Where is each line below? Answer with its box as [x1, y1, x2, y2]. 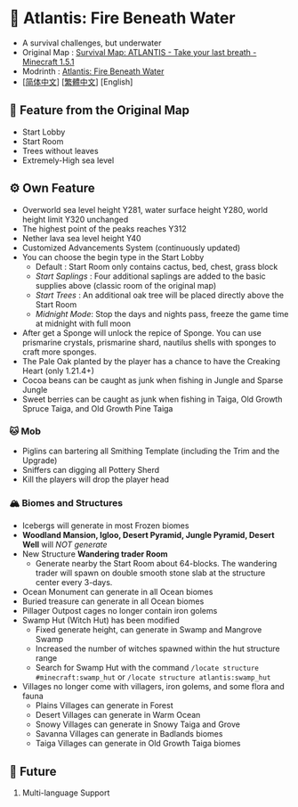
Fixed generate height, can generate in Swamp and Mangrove [35, 624, 262, 635]
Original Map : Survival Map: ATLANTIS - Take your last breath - [21, 46, 257, 57]
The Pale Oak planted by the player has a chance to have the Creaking [21, 355, 281, 366]
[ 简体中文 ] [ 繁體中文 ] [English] [21, 76, 133, 87]
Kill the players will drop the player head [21, 474, 170, 485]
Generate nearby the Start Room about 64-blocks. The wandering [35, 558, 278, 569]
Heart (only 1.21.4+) [21, 365, 95, 376]
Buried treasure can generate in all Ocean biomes [21, 596, 205, 607]
